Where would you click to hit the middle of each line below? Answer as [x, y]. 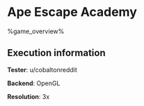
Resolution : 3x [29, 96]
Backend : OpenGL [34, 83]
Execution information [56, 53]
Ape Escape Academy [72, 12]
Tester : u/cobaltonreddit [42, 69]
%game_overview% [36, 31]
